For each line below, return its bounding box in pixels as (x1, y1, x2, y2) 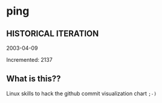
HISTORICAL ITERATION (6, 28, 99, 39)
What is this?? (6, 74, 61, 84)
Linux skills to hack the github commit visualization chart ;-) (6, 90, 157, 97)
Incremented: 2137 (6, 56, 53, 63)
